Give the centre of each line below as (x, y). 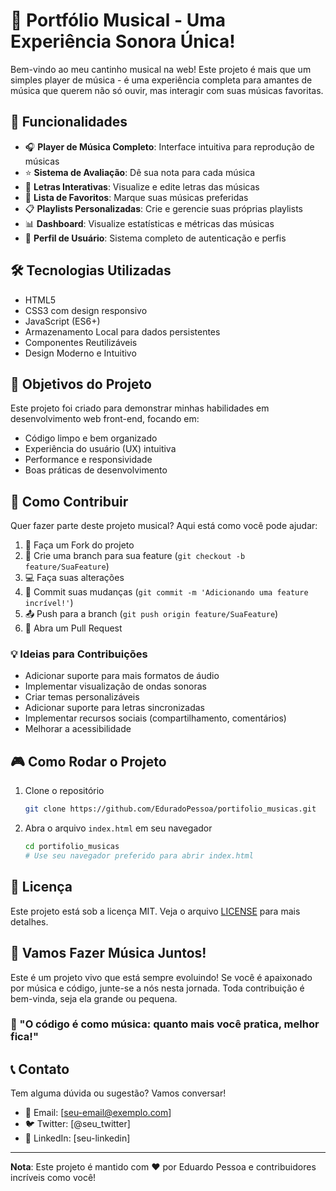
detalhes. (29, 921)
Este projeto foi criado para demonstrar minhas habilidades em (140, 408)
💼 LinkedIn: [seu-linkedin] (77, 1138)
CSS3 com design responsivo (86, 310)
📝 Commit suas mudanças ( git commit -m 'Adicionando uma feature (166, 592)
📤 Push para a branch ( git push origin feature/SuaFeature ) (151, 614)
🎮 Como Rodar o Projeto (88, 761)
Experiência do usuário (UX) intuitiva (100, 449)
